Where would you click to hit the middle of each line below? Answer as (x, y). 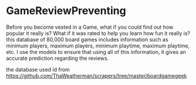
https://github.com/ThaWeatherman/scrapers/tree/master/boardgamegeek (97, 76)
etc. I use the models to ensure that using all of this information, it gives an (96, 52)
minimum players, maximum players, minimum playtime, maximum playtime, (98, 46)
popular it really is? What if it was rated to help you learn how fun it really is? (98, 33)
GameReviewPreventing (66, 11)
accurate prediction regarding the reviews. (58, 58)
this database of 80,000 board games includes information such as (87, 39)
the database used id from (38, 69)
